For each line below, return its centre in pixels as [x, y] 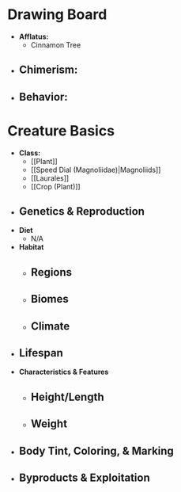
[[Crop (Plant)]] [55, 186]
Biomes [49, 299]
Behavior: [43, 97]
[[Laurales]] [50, 178]
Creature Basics [61, 130]
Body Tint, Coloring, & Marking [96, 450]
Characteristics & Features [64, 372]
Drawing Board [57, 15]
